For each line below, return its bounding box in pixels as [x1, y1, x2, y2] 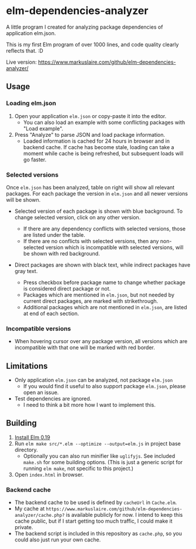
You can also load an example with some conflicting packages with [23, 119, 185, 126]
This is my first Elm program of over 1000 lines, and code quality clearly [6, 41, 179, 48]
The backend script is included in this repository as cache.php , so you [14, 530, 183, 537]
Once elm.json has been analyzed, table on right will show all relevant [6, 184, 175, 191]
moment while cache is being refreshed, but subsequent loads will [23, 150, 184, 157]
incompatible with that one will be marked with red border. [14, 344, 155, 351]
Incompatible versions [6, 324, 71, 333]
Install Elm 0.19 [14, 434, 51, 441]
